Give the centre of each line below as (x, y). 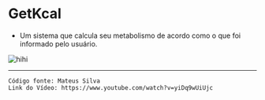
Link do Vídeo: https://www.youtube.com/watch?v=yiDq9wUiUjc (111, 87)
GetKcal (35, 14)
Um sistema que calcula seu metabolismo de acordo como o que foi (130, 35)
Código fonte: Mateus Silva (54, 81)
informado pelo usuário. (58, 43)
